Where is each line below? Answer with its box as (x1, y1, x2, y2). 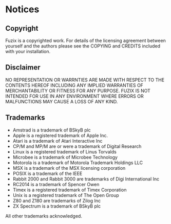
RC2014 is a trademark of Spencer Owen (12, 181, 100, 187)
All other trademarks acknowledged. (5, 213, 82, 219)
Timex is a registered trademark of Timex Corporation (12, 187, 127, 193)
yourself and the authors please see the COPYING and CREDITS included (5, 43, 161, 49)
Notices (5, 4, 40, 15)
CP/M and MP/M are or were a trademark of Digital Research (12, 143, 142, 149)
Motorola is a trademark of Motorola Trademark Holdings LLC (12, 160, 143, 166)
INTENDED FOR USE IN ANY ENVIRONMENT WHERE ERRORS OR (5, 93, 144, 99)
